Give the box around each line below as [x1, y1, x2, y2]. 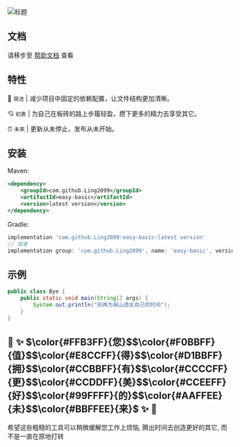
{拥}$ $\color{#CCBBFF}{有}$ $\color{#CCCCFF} [7, 363, 229, 375]
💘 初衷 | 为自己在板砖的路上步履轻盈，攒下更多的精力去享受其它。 [7, 109, 201, 118]
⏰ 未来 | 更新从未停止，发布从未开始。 [7, 124, 119, 133]
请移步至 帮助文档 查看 [7, 51, 74, 59]
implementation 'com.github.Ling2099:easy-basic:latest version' [7, 233, 206, 241]
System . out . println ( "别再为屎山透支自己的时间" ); [33, 301, 171, 308]
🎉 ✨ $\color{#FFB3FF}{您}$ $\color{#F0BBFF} [7, 336, 216, 348]
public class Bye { [7, 288, 66, 296]
